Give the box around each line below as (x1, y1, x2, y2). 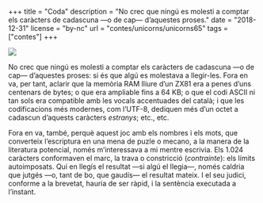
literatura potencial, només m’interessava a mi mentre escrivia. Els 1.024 (8, 145, 244, 154)
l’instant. (8, 187, 36, 197)
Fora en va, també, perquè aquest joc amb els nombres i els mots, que (8, 128, 238, 137)
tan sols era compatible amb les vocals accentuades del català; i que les (8, 96, 245, 105)
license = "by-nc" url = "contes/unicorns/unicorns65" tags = (30, 24, 228, 33)
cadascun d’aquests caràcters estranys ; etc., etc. (8, 113, 170, 122)
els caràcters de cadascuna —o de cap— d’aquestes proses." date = (8, 15, 232, 25)
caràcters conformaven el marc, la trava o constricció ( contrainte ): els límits (8, 154, 256, 163)
